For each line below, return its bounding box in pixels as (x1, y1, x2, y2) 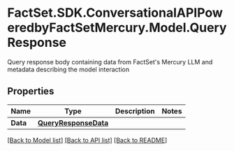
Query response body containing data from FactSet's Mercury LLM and (7, 57, 213, 66)
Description (115, 106, 155, 116)
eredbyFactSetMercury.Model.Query (7, 20, 227, 36)
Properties (7, 85, 54, 97)
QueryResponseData (37, 117, 109, 127)
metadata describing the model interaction (7, 65, 130, 73)
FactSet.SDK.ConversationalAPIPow (7, 5, 224, 21)
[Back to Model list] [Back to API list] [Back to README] (7, 136, 168, 144)
